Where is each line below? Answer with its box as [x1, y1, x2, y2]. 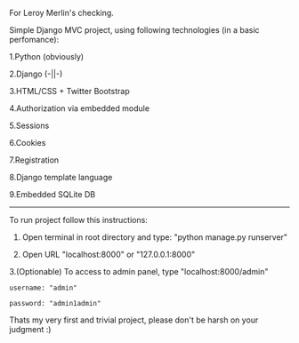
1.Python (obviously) [9, 52, 85, 61]
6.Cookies [9, 138, 46, 148]
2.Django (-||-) [9, 68, 63, 79]
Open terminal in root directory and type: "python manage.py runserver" [21, 232, 287, 243]
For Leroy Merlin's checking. [9, 8, 114, 18]
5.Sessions [9, 120, 50, 131]
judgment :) [9, 324, 52, 334]
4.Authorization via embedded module [9, 103, 149, 114]
